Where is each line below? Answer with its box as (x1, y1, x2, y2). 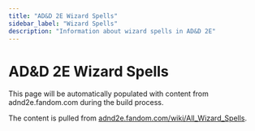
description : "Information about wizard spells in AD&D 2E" (8, 27, 217, 35)
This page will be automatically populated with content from (8, 89, 210, 98)
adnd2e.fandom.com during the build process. (8, 98, 164, 107)
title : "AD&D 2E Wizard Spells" (8, 11, 118, 20)
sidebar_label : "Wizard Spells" (8, 20, 118, 28)
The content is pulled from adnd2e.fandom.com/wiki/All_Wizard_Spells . (8, 113, 248, 123)
